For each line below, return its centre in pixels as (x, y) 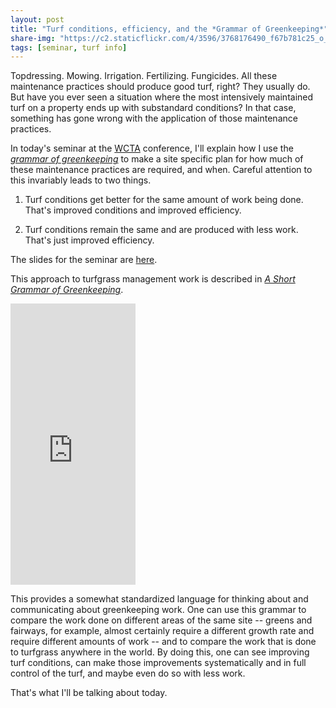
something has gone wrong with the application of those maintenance (154, 118)
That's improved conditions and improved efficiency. (133, 210)
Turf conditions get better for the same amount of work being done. (164, 200)
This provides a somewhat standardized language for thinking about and (159, 599)
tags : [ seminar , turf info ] (69, 47)
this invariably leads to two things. (81, 180)
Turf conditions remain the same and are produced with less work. (161, 230)
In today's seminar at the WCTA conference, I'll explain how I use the (152, 148)
